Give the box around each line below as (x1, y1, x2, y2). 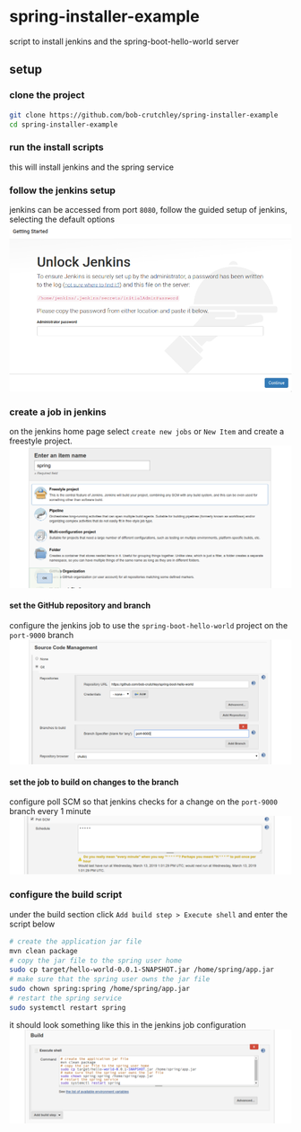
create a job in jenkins (9, 406, 107, 418)
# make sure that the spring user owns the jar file (9, 975, 211, 984)
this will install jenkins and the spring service (9, 162, 175, 172)
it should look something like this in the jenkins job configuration (9, 1019, 246, 1030)
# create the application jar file (9, 936, 142, 946)
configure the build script (9, 889, 123, 901)
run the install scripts (9, 141, 105, 154)
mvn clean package (9, 946, 78, 955)
